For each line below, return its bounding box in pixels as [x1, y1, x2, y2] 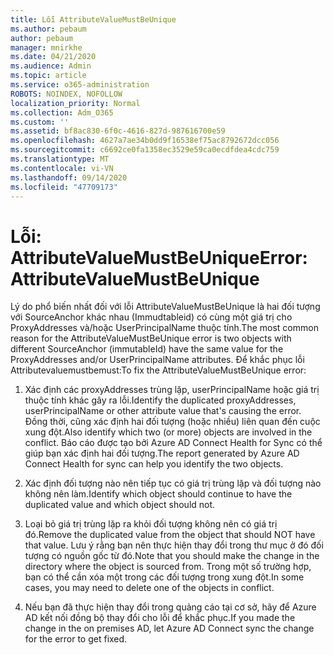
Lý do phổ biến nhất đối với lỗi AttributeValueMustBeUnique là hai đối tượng [10, 301, 321, 313]
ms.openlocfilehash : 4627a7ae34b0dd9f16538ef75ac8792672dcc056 [10, 136, 280, 146]
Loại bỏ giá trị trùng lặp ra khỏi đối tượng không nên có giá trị [24, 518, 278, 530]
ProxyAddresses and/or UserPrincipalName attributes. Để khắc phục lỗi [10, 354, 305, 366]
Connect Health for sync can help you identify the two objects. [24, 458, 284, 470]
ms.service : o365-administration [10, 80, 150, 90]
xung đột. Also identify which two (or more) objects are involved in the [24, 426, 313, 438]
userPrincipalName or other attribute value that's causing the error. [24, 405, 302, 417]
